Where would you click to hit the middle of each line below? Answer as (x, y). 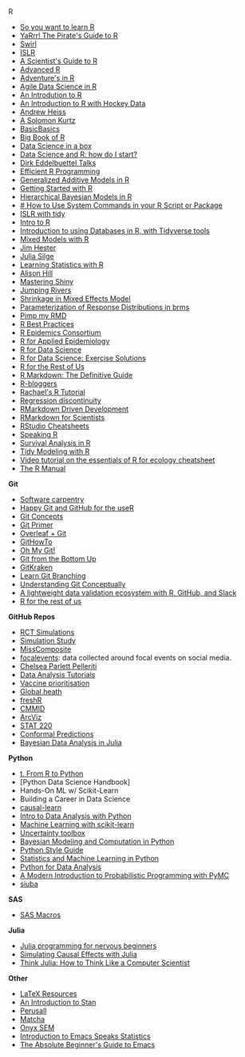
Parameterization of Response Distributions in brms (105, 307)
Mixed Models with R (54, 239)
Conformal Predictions (57, 734)
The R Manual (43, 468)
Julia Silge (37, 256)
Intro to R (35, 222)
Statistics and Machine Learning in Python (89, 858)
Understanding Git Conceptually (73, 584)
